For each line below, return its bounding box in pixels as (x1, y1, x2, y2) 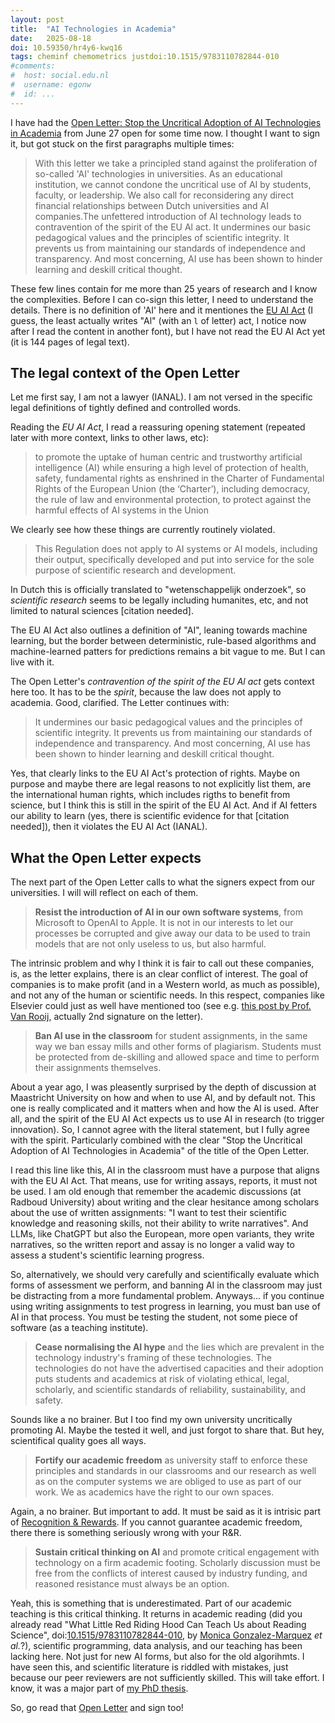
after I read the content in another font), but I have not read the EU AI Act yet (10, 325, 326, 337)
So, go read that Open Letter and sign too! (10, 1702, 184, 1714)
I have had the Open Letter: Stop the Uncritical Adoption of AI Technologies (10, 116, 322, 128)
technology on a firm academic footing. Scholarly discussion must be (34, 1557, 321, 1569)
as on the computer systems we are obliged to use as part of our (34, 1476, 302, 1488)
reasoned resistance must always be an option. (34, 1578, 230, 1590)
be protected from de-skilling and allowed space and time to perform (34, 1051, 320, 1063)
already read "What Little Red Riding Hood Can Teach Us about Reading (10, 1619, 307, 1631)
